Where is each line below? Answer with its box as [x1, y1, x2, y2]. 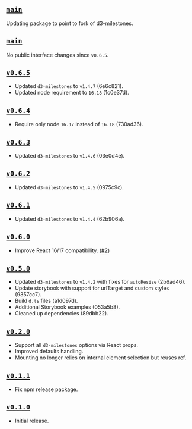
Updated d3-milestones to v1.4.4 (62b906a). [14, 215, 125, 223]
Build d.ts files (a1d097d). [14, 298, 78, 305]
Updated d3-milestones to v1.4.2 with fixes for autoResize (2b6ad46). [14, 278, 186, 286]
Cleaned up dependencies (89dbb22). [14, 310, 108, 317]
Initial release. [14, 417, 49, 424]
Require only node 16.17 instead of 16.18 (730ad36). [14, 121, 143, 128]
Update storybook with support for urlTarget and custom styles [14, 284, 169, 292]
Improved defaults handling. [14, 348, 84, 355]
